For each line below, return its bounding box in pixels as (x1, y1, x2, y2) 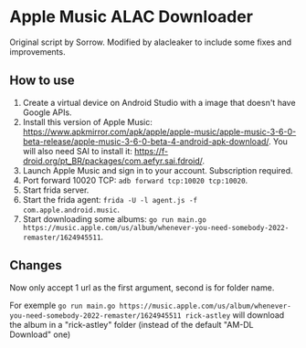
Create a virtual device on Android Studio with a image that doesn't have (22, 97, 296, 108)
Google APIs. (22, 107, 72, 118)
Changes (9, 258, 62, 273)
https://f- (133, 145, 169, 156)
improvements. (9, 46, 66, 57)
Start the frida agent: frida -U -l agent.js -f (22, 194, 198, 205)
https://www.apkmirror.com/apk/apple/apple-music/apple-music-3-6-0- (22, 126, 297, 137)
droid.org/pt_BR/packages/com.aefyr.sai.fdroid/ (22, 155, 203, 166)
